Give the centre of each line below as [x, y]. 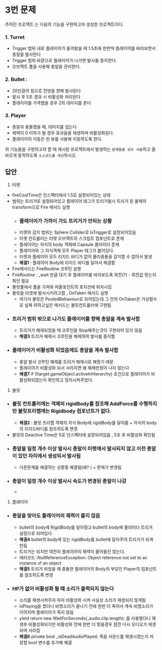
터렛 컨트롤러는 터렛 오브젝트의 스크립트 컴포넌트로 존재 [72, 238]
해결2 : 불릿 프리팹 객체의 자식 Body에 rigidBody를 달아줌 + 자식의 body [88, 422]
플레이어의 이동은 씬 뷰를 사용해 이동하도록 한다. [57, 139]
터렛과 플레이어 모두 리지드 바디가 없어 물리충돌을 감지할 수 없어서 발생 [86, 256]
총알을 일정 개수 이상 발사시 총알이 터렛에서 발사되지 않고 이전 [79, 448]
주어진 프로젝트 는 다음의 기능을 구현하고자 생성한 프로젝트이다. [65, 24]
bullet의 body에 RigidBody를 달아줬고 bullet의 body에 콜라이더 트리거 [86, 527]
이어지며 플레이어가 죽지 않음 [46, 612]
